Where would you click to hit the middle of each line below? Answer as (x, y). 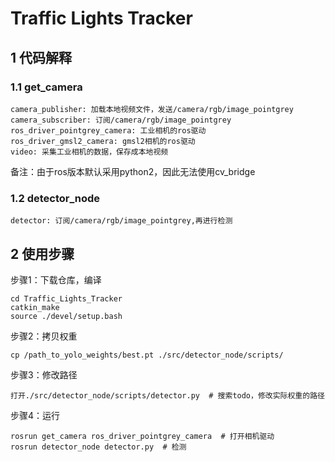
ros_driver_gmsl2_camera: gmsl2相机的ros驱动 (103, 141)
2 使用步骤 (42, 253)
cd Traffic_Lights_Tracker (66, 298)
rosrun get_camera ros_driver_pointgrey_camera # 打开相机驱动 (142, 436)
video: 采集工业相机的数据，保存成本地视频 (89, 152)
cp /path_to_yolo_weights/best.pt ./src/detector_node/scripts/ (147, 355)
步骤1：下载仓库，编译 (56, 279)
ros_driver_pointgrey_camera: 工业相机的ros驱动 (108, 130)
